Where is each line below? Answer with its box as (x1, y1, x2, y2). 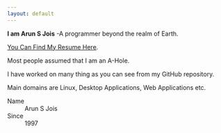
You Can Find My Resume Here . (7, 42, 99, 51)
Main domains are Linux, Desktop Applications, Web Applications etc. (7, 83, 206, 91)
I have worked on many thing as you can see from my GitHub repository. (7, 70, 215, 78)
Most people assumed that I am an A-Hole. (7, 56, 130, 65)
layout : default (7, 10, 54, 17)
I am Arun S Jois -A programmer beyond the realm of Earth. (7, 29, 179, 38)
